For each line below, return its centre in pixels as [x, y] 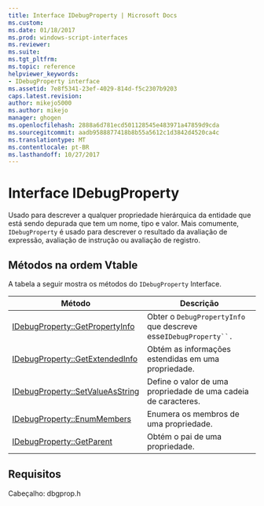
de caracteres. [173, 401]
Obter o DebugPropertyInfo [196, 317]
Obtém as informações [189, 349]
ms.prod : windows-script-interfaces [68, 37]
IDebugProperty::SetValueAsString [76, 392]
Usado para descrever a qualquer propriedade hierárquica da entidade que [130, 215]
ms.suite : [24, 52]
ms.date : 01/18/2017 [42, 30]
